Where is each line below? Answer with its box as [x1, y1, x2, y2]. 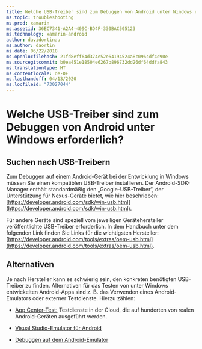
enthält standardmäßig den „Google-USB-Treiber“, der [29, 186, 164, 193]
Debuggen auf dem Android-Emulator [14, 336, 109, 343]
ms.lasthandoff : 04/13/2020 [6, 76, 77, 82]
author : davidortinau [6, 37, 61, 43]
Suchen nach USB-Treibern [6, 157, 111, 167]
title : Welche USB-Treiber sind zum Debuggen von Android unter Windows [6, 8, 192, 15]
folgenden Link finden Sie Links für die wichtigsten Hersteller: [6, 229, 159, 236]
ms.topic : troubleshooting [6, 14, 74, 20]
